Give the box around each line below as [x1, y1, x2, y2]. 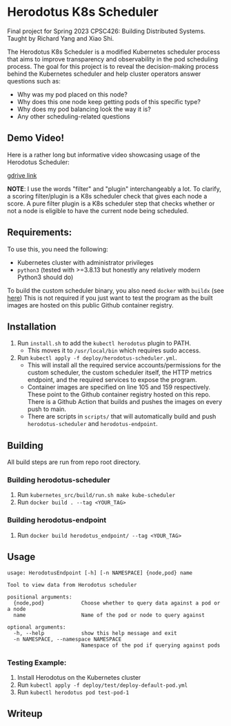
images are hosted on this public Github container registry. [7, 301, 174, 309]
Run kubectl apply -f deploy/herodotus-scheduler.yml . [17, 354, 177, 362]
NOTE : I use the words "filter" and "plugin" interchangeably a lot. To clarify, [7, 184, 222, 193]
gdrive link [7, 171, 37, 179]
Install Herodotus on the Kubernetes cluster [17, 673, 141, 681]
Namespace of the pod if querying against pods [81, 642, 221, 649]
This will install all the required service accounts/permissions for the [27, 361, 221, 370]
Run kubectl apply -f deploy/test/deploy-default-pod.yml [17, 680, 188, 689]
